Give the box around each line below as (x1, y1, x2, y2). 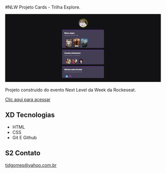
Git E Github (12, 134, 37, 140)
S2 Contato (5, 149, 41, 158)
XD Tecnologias (5, 111, 55, 119)
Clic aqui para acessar (5, 97, 51, 103)
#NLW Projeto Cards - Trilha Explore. (5, 4, 81, 10)
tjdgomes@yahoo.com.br (5, 162, 57, 168)
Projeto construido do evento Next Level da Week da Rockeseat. (5, 87, 136, 93)
